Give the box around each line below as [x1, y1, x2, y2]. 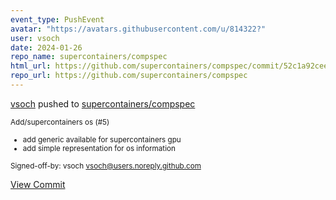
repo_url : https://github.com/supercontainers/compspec [10, 71, 248, 81]
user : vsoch [10, 33, 60, 43]
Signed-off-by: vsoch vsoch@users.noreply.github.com [10, 161, 202, 171]
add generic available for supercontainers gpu [22, 134, 182, 145]
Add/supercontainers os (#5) [10, 117, 110, 127]
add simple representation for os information [22, 143, 176, 153]
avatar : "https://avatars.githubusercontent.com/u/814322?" [10, 24, 267, 34]
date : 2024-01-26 [10, 42, 83, 53]
